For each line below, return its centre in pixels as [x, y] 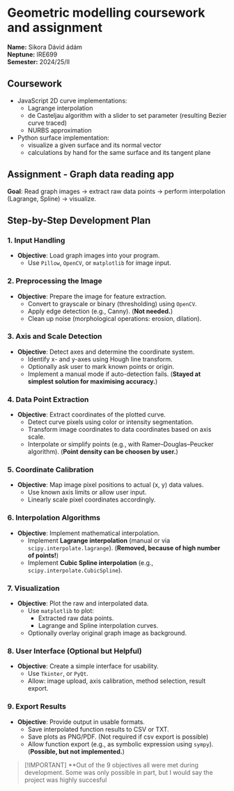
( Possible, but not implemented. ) [76, 751]
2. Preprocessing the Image [55, 281]
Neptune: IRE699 [32, 54]
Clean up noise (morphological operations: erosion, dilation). [115, 318]
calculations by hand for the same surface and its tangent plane [119, 152]
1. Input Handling [36, 240]
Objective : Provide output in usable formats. [81, 722]
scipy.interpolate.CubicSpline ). [75, 570]
